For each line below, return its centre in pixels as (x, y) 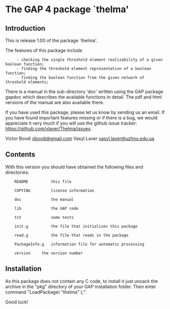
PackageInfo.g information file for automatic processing (79, 244)
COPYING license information (54, 191)
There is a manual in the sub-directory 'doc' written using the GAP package (84, 91)
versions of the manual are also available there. (55, 102)
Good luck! (17, 302)
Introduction (25, 28)
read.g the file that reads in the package (72, 235)
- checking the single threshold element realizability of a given (90, 60)
